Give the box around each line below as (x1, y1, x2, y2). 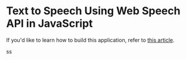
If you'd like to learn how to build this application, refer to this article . (6, 36, 175, 43)
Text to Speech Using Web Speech (6, 4, 181, 18)
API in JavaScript (6, 17, 93, 30)
